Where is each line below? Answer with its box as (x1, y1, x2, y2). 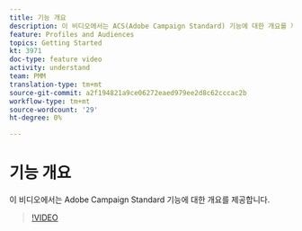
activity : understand (9, 64, 91, 73)
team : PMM (9, 72, 47, 81)
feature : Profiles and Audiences (9, 30, 135, 39)
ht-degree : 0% (9, 113, 63, 122)
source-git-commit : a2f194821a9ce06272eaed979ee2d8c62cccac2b (9, 88, 247, 97)
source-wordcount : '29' (9, 105, 99, 114)
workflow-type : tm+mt (9, 96, 91, 106)
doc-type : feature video (9, 55, 102, 64)
